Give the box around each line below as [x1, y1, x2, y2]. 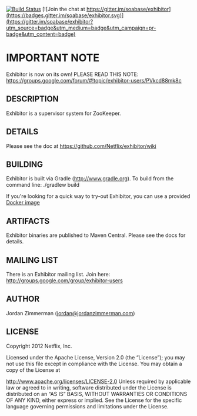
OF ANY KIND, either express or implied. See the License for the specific [6, 397, 182, 404]
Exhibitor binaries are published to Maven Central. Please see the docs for [6, 232, 186, 239]
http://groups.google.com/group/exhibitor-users [6, 277, 123, 284]
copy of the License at [6, 366, 61, 374]
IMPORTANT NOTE [6, 51, 100, 65]
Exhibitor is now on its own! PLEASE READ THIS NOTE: [6, 71, 139, 78]
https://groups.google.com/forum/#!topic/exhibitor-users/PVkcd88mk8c [6, 77, 182, 84]
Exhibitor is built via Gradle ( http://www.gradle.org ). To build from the [6, 175, 174, 182]
